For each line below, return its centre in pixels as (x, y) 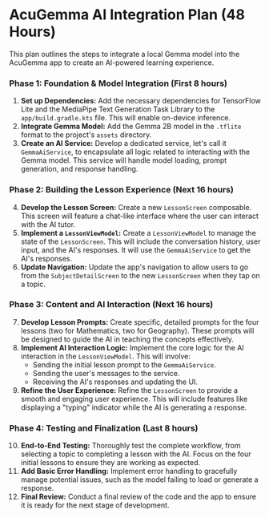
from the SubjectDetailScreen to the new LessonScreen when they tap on (141, 275)
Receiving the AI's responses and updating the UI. (115, 382)
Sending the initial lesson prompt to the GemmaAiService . (124, 364)
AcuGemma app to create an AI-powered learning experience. (112, 63)
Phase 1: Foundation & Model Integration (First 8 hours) (118, 83)
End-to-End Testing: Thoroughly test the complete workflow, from (130, 446)
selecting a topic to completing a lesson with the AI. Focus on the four (136, 454)
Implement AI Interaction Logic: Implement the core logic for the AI (132, 347)
